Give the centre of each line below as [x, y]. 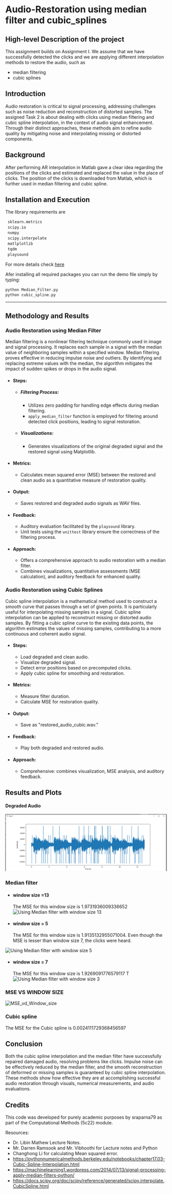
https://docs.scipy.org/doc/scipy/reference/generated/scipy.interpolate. [89, 1181]
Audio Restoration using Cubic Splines [54, 590]
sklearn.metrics [25, 222]
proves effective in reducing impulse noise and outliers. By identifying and [83, 358]
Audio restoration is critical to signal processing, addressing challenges [81, 106]
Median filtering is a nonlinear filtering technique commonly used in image [83, 341]
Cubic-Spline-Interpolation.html [46, 1164]
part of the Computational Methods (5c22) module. [59, 1123]
